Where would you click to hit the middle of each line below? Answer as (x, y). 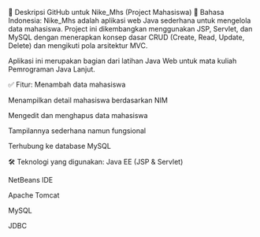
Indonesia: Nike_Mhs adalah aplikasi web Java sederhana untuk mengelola (130, 20)
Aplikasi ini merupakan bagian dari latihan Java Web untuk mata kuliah (123, 61)
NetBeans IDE (31, 180)
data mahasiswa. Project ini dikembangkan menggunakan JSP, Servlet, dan (130, 29)
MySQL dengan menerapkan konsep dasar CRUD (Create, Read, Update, (126, 37)
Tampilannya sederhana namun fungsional (77, 131)
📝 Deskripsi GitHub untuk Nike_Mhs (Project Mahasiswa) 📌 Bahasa (116, 12)
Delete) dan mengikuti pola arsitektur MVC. (78, 46)
